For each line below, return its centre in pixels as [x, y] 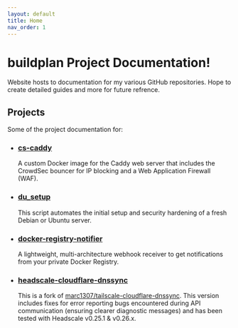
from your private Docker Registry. [68, 262]
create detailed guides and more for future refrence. [84, 90]
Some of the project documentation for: [65, 130]
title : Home [25, 21]
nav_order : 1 [27, 27]
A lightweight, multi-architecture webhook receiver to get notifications [120, 255]
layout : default [31, 14]
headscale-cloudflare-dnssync [73, 280]
